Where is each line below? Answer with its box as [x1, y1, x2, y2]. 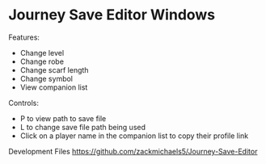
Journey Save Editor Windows [8, 6, 216, 24]
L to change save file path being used [19, 122, 146, 132]
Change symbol [19, 74, 73, 83]
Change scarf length [19, 65, 89, 74]
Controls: [8, 98, 39, 107]
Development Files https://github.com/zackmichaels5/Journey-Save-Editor [8, 146, 258, 156]
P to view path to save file [19, 113, 107, 123]
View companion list [19, 82, 88, 92]
